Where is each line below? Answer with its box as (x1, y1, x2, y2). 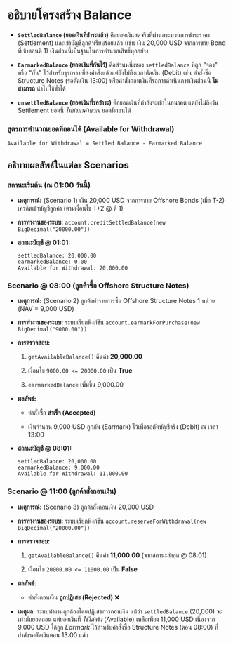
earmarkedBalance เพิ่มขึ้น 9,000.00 (27, 380, 124, 389)
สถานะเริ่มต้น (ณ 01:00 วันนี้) (7, 180, 91, 189)
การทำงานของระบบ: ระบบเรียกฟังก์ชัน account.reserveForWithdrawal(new (17, 517, 206, 525)
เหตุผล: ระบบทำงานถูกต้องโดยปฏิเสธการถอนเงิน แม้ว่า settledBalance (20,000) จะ (17, 607, 222, 616)
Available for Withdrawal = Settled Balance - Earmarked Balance (7, 140, 202, 147)
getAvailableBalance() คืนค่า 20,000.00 (27, 352, 142, 361)
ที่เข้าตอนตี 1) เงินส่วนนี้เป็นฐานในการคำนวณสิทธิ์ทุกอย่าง (17, 46, 149, 55)
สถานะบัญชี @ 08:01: (17, 444, 72, 453)
